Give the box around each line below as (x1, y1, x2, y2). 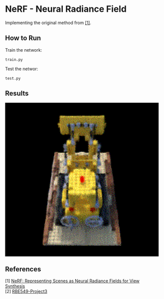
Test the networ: (5, 65, 38, 72)
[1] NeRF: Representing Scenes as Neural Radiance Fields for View (5, 278, 140, 284)
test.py (5, 76, 21, 81)
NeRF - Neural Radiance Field (5, 3, 127, 15)
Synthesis (5, 283, 26, 289)
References (5, 265, 41, 273)
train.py (5, 57, 23, 62)
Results (5, 90, 29, 98)
